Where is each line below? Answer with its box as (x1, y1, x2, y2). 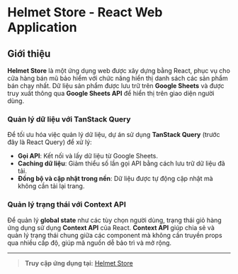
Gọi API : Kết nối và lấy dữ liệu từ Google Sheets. (17, 152, 158, 160)
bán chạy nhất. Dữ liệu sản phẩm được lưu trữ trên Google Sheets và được (7, 82, 225, 89)
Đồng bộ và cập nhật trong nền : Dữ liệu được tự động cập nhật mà (17, 175, 214, 183)
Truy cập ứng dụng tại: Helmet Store (24, 258, 133, 267)
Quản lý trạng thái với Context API (7, 199, 126, 209)
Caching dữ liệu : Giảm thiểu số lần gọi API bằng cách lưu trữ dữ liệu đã (17, 159, 225, 168)
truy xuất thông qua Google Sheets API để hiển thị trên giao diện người (7, 89, 215, 97)
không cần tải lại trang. (17, 182, 85, 190)
